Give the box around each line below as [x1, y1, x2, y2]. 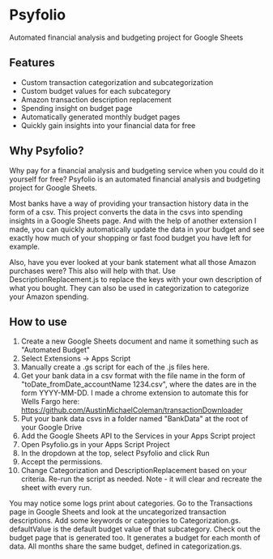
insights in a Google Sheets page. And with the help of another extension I [9, 215, 257, 225]
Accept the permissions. [20, 457, 103, 467]
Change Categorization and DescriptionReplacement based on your [20, 466, 248, 476]
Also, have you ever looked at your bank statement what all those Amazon [9, 257, 257, 267]
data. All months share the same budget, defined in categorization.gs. [9, 541, 242, 552]
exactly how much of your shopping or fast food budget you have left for [9, 233, 252, 242]
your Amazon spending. [9, 292, 89, 301]
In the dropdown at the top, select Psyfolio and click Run [20, 448, 210, 459]
